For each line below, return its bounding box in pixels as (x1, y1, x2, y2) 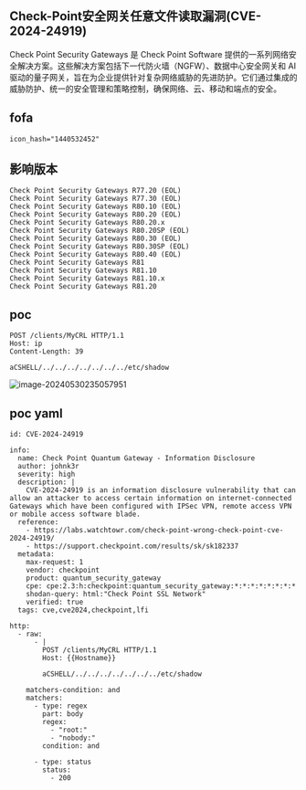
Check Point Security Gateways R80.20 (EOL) (9, 210, 182, 219)
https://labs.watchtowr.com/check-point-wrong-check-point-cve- (33, 526, 284, 535)
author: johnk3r (17, 462, 79, 471)
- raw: (17, 629, 43, 639)
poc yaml (9, 406, 63, 421)
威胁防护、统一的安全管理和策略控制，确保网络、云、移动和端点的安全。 (9, 83, 281, 94)
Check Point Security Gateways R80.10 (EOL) (9, 202, 182, 212)
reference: (17, 518, 59, 527)
